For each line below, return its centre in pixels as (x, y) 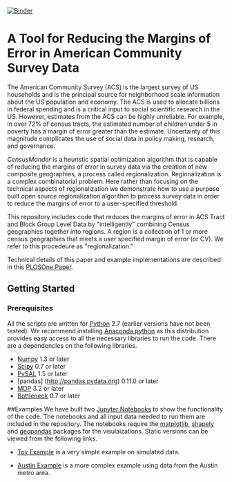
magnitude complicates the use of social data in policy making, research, (111, 138)
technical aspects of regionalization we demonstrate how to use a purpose (113, 188)
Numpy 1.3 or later (43, 359)
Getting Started (41, 289)
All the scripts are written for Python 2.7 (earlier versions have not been (109, 323)
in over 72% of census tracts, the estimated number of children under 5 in (112, 124)
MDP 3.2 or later (40, 388)
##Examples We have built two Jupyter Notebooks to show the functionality (115, 409)
